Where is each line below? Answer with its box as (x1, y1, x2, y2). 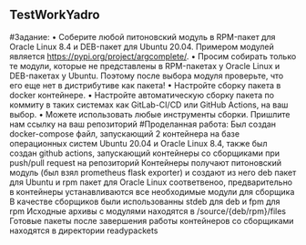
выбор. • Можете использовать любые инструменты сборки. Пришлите (9, 108, 291, 119)
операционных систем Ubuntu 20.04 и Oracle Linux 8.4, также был (9, 138, 268, 148)
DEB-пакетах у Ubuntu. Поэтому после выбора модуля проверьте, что (9, 70, 284, 81)
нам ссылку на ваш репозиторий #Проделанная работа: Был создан (9, 118, 276, 129)
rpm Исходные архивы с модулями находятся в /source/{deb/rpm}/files (9, 205, 287, 217)
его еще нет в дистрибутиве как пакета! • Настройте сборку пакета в (9, 79, 281, 90)
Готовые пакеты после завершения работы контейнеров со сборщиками (9, 215, 294, 226)
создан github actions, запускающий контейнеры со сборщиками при (9, 148, 280, 158)
